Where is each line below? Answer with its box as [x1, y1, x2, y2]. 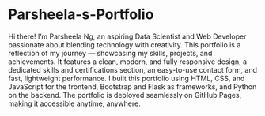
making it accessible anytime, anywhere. [8, 99, 141, 108]
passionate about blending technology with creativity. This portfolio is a [8, 39, 241, 49]
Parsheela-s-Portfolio [8, 6, 154, 24]
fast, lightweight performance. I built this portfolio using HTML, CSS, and [8, 73, 245, 83]
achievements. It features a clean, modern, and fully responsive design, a [8, 57, 248, 66]
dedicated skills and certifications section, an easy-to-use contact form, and [8, 65, 258, 74]
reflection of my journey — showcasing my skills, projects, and [8, 48, 213, 58]
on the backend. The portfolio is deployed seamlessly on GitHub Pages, [8, 90, 242, 99]
